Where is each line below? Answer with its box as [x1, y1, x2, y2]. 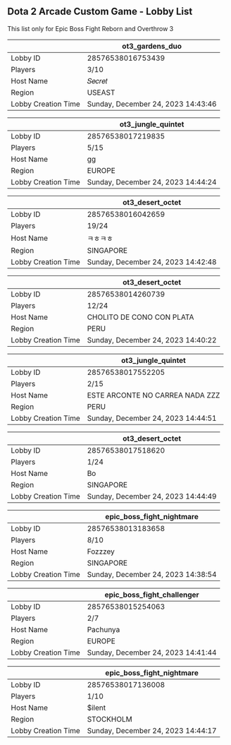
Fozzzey [87, 547, 115, 556]
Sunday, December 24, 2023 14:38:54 [87, 569, 217, 579]
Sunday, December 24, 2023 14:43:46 [87, 99, 217, 109]
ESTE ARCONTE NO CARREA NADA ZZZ [87, 390, 220, 400]
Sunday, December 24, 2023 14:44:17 [87, 725, 217, 735]
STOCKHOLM [87, 714, 132, 724]
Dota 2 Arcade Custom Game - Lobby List [7, 6, 193, 18]
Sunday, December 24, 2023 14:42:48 [87, 257, 217, 267]
